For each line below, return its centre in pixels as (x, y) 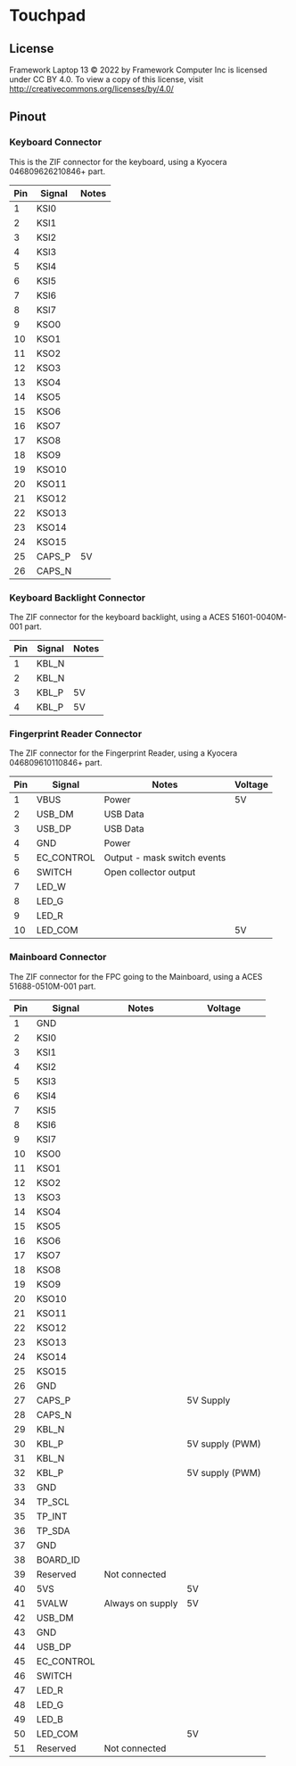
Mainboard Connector (58, 958)
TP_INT (52, 1516)
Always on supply (141, 1603)
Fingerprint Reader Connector (76, 734)
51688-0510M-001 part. (53, 986)
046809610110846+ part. (56, 763)
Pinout (28, 117)
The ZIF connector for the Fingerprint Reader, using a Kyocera (123, 753)
